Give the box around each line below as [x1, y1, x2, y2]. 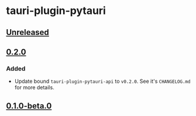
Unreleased [6, 27, 50, 37]
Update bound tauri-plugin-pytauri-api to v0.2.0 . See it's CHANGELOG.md [14, 78, 191, 85]
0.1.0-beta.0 [6, 101, 52, 111]
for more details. [14, 84, 54, 91]
